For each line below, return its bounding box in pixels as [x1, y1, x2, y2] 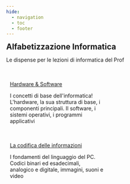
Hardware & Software [9, 81, 62, 88]
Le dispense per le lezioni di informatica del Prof [6, 56, 125, 63]
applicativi [9, 118, 36, 125]
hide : [6, 8, 20, 15]
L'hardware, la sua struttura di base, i [9, 99, 101, 106]
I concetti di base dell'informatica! [9, 92, 93, 99]
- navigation [11, 14, 44, 20]
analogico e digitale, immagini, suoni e [9, 166, 104, 173]
